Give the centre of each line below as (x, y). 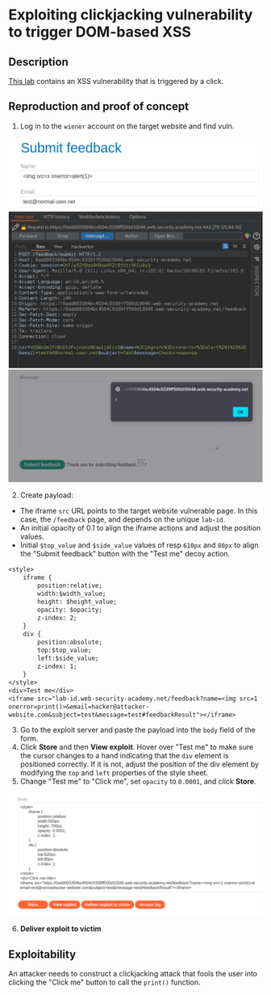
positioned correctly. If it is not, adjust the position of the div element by (140, 764)
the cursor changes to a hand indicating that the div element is (124, 756)
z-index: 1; (58, 667)
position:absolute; (70, 642)
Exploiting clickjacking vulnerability (131, 15)
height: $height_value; (77, 602)
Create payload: (47, 495)
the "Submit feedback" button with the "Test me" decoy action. (125, 554)
